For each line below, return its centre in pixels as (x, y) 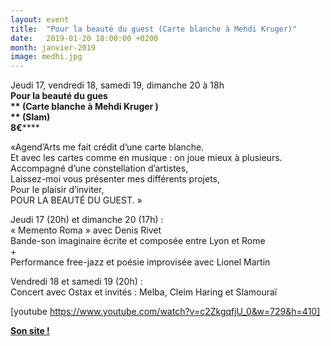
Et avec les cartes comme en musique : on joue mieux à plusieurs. (146, 158)
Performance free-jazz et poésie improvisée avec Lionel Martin (140, 262)
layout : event (40, 19)
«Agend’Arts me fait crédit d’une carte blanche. (107, 147)
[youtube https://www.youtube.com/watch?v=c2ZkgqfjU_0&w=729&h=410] (165, 312)
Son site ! (30, 331)
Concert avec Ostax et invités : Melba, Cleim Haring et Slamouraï (144, 292)
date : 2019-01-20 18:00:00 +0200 (84, 38)
